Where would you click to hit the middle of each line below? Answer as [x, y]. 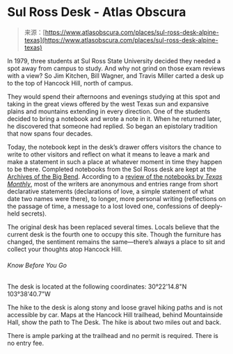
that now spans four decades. [50, 134]
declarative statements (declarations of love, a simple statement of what [111, 191]
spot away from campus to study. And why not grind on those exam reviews [116, 68]
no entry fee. [26, 343]
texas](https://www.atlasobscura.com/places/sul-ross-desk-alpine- [121, 40]
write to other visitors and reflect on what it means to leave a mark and [109, 154]
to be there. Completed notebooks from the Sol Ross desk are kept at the [112, 169]
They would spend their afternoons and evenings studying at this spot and [114, 96]
